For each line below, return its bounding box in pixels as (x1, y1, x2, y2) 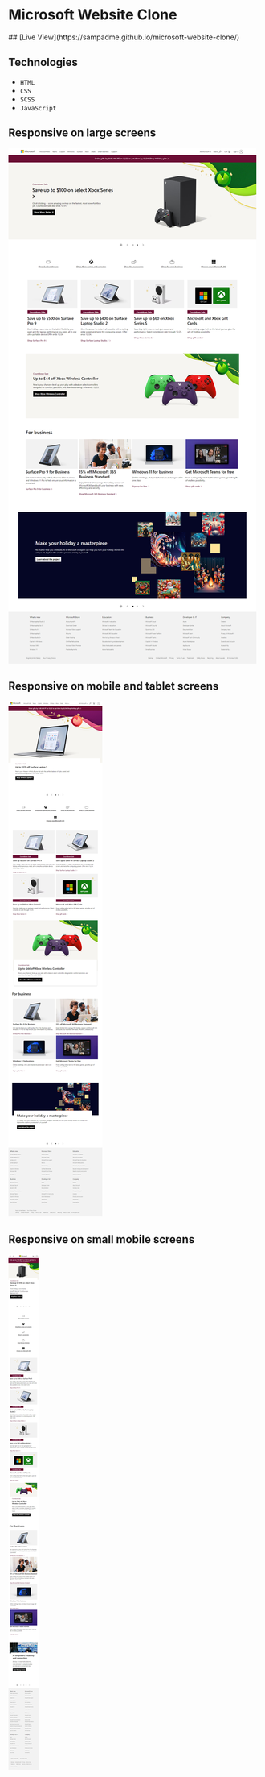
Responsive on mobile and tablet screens (8, 679, 219, 693)
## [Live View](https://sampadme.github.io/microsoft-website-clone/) (8, 32, 240, 42)
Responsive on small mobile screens (8, 1232, 195, 1246)
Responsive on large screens (8, 126, 157, 140)
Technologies (8, 56, 79, 69)
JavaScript (19, 104, 57, 112)
